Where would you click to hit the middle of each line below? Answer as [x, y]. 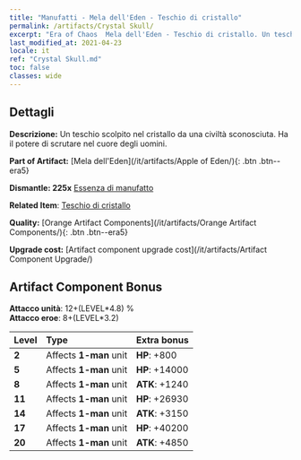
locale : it [30, 51]
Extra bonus [163, 340]
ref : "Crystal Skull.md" [56, 59]
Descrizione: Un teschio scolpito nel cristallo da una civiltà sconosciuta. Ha [149, 134]
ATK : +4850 [162, 443]
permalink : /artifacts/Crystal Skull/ [82, 26]
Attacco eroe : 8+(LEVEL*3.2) [64, 318]
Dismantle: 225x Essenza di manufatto [82, 187]
